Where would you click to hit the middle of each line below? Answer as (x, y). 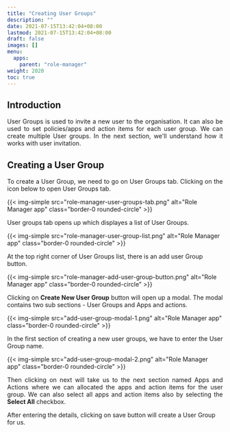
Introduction (34, 105)
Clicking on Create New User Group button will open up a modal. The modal (115, 298)
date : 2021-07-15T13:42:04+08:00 (55, 26)
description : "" (30, 20)
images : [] (23, 45)
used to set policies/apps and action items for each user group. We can (115, 129)
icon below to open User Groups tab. (59, 189)
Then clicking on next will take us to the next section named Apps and (115, 380)
